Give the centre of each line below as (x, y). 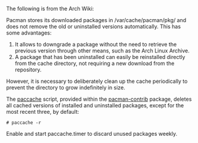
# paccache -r (24, 123)
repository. (28, 70)
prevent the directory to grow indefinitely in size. (66, 88)
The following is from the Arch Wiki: (50, 9)
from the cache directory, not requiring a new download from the (95, 63)
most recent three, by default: (43, 112)
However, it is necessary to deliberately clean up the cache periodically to (97, 81)
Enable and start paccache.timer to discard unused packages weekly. (92, 134)
